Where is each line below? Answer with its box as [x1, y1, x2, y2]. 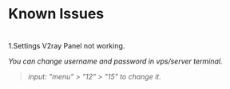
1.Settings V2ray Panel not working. [8, 41, 125, 51]
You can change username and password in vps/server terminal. [8, 56, 223, 66]
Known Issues [8, 5, 105, 23]
